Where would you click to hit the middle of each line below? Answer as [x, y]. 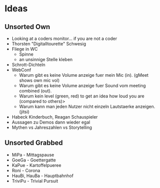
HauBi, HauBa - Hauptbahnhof [43, 176]
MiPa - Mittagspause [33, 155]
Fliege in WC [25, 49]
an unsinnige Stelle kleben [46, 59]
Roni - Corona [26, 170]
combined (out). [35, 91]
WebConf [21, 70]
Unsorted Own [27, 27]
